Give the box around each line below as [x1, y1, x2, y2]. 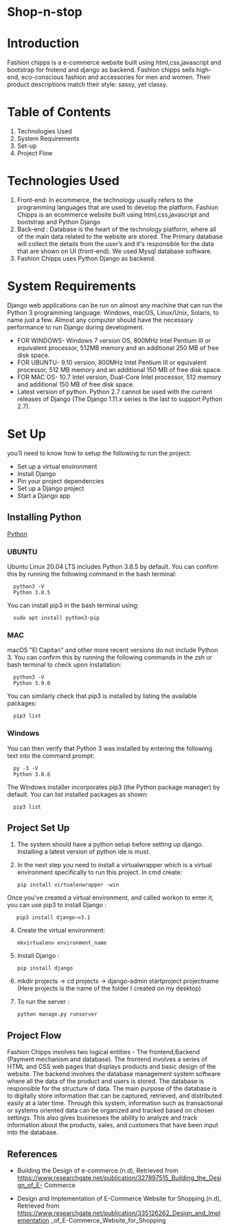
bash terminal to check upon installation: [7, 661, 122, 669]
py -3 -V [13, 765, 38, 772]
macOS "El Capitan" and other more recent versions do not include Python [7, 646, 218, 654]
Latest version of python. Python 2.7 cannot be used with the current [16, 387, 213, 395]
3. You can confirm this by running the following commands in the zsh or [7, 653, 213, 662]
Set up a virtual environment [16, 462, 97, 470]
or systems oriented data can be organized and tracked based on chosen [7, 1107, 215, 1115]
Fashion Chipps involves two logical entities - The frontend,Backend [7, 1048, 200, 1056]
